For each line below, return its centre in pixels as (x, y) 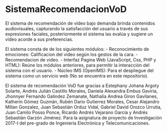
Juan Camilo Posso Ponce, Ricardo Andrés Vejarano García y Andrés (76, 112)
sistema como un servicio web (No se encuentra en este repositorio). (77, 76)
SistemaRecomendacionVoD (66, 9)
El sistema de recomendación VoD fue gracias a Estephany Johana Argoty (82, 85)
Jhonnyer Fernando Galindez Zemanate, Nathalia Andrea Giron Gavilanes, (82, 96)
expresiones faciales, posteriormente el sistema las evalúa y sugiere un (79, 34)
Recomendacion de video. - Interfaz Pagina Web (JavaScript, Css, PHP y (81, 59)
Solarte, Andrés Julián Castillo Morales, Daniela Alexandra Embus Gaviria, (81, 91)
